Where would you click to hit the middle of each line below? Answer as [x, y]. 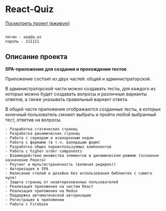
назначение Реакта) [26, 160]
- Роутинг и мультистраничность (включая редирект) [61, 164]
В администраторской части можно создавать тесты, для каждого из [80, 88]
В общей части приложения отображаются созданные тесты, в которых [83, 109]
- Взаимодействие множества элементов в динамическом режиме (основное [82, 155]
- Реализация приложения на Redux [42, 191]
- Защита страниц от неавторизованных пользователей [62, 182]
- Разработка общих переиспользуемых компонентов [59, 147]
